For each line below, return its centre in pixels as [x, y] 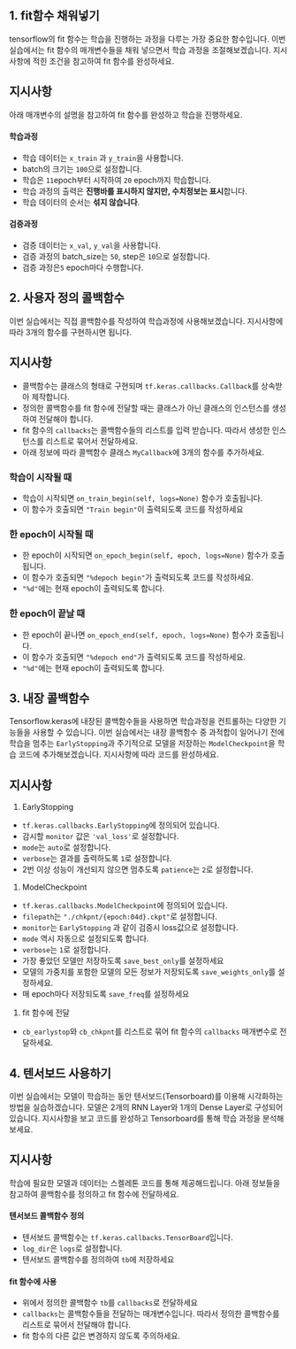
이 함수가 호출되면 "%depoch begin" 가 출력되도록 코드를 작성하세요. [138, 577]
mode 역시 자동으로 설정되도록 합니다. [85, 939]
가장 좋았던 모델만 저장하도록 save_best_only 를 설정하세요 [123, 961]
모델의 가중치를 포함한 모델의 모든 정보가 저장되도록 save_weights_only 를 [149, 972]
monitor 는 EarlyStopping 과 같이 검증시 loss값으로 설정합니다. [130, 928]
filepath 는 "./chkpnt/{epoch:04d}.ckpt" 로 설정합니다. [120, 917]
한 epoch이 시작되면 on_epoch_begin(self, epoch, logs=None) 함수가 [145, 555]
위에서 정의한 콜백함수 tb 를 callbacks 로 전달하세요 [110, 1303]
